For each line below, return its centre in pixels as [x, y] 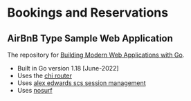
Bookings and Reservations [88, 13]
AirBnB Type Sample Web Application [90, 38]
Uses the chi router [45, 75]
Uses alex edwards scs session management [82, 83]
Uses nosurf [35, 90]
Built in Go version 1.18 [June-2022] [68, 68]
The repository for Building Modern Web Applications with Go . [96, 55]
